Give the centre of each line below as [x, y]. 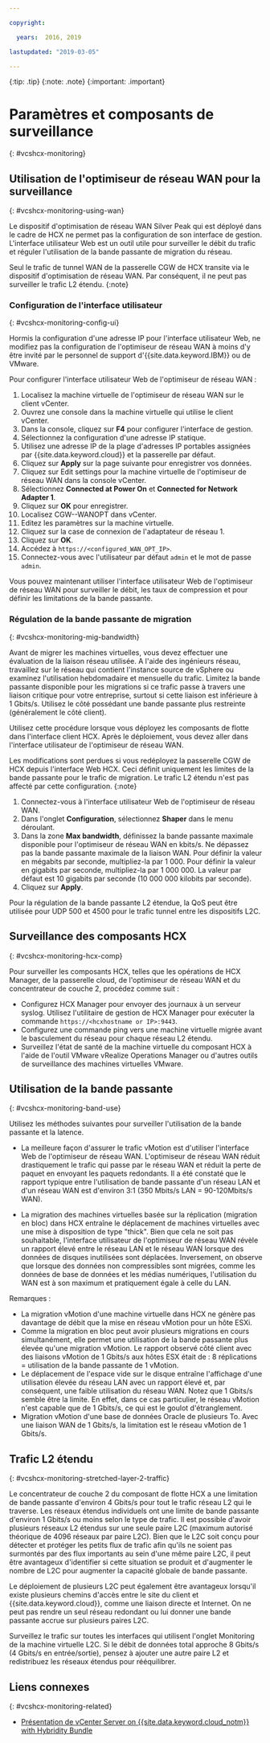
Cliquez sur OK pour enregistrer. [74, 506]
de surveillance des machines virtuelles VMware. [102, 1064]
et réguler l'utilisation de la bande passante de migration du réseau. [121, 252]
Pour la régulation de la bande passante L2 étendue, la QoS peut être [123, 902]
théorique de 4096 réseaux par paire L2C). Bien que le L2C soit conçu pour [134, 1536]
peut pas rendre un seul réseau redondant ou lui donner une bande [120, 1612]
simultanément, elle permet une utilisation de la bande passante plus [134, 1340]
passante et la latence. [47, 1132]
